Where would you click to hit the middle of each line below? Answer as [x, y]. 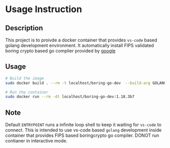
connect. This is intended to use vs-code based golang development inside [83, 130]
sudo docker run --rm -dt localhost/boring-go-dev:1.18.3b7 [70, 97]
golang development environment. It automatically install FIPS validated [80, 45]
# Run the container [27, 92]
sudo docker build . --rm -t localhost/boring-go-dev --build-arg [78, 83]
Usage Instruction [44, 9]
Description [24, 28]
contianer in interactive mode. [36, 141]
